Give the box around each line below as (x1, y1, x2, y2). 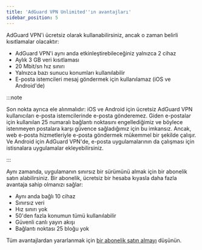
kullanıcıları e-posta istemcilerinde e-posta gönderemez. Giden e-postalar (6, 112, 191, 119)
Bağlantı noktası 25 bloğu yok (15, 224, 90, 232)
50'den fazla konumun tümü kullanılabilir (15, 212, 116, 219)
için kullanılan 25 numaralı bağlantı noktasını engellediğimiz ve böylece (6, 118, 183, 125)
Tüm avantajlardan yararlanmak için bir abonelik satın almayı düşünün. (6, 237, 182, 244)
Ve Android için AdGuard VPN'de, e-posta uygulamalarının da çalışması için (6, 137, 195, 145)
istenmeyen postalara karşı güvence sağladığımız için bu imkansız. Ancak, (6, 125, 192, 132)
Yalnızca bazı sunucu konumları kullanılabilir (15, 69, 126, 76)
